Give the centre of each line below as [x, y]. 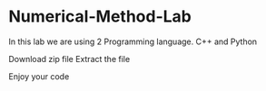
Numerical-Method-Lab [100, 17]
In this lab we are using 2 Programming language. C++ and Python [133, 41]
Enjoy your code [39, 76]
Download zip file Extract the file [69, 59]
